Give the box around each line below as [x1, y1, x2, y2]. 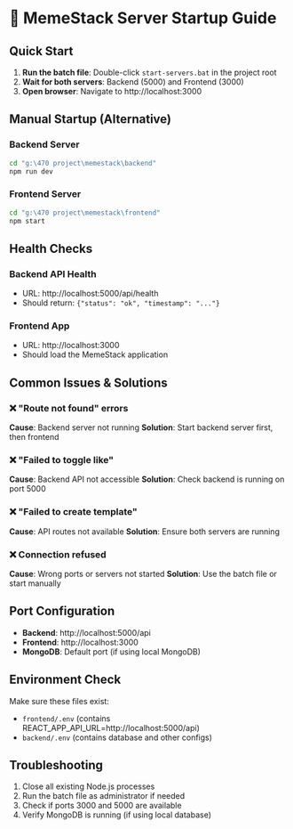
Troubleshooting [9, 758, 104, 773]
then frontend [9, 432, 59, 443]
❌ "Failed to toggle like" [9, 454, 114, 467]
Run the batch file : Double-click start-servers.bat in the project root [21, 67, 277, 77]
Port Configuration [9, 604, 115, 619]
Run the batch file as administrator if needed [21, 791, 186, 801]
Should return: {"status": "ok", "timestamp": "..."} [21, 297, 220, 308]
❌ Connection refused [9, 548, 107, 560]
